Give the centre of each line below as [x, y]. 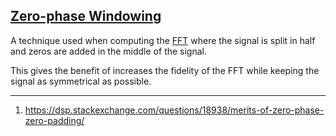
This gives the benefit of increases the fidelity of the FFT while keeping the [165, 70]
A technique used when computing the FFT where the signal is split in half [163, 40]
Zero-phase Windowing [86, 16]
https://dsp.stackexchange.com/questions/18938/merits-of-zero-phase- [174, 110]
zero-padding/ [54, 120]
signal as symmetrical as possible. [81, 81]
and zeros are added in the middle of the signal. [109, 51]
